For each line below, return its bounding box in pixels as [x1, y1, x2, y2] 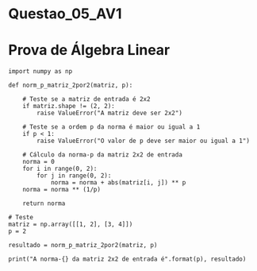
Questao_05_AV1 [8, 5, 122, 23]
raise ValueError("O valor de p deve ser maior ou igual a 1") [36, 137, 250, 145]
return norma [22, 199, 66, 207]
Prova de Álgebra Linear [8, 41, 171, 60]
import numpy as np [8, 68, 73, 75]
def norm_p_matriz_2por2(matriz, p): [8, 81, 133, 90]
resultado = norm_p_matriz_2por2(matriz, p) [8, 242, 158, 250]
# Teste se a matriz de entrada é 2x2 [22, 95, 151, 103]
